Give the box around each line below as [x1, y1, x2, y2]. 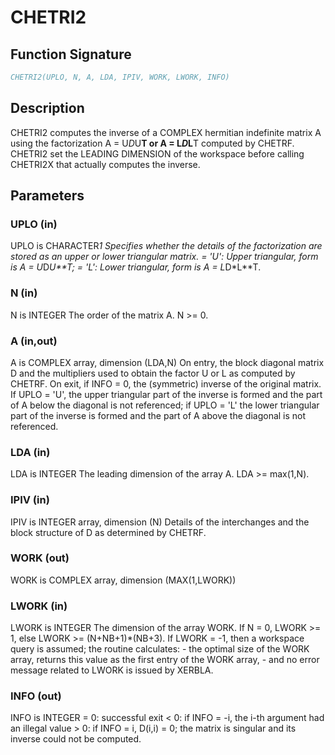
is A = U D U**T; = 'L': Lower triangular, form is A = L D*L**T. [10, 261, 262, 273]
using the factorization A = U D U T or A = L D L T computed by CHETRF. [10, 137, 295, 149]
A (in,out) [10, 334, 58, 348]
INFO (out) [10, 689, 62, 703]
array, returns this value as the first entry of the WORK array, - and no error [10, 654, 320, 666]
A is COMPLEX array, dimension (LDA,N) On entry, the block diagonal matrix [10, 356, 325, 368]
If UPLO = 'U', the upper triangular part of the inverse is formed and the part [10, 388, 323, 400]
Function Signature [10, 46, 132, 63]
